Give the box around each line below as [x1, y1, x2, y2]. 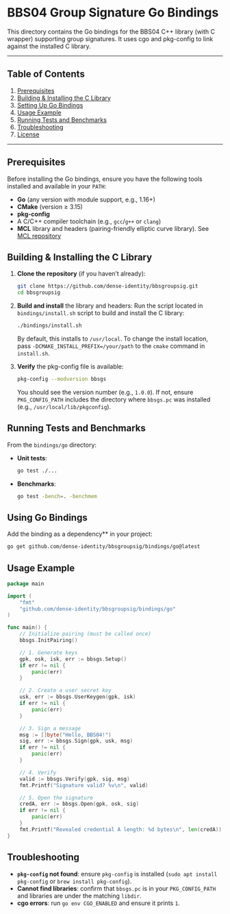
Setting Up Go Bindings [16, 101, 84, 109]
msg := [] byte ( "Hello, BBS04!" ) [19, 731, 112, 738]
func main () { [7, 624, 48, 631]
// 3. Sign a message [19, 725, 81, 732]
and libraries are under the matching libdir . [16, 891, 142, 900]
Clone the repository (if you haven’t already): [16, 269, 146, 278]
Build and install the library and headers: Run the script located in [16, 301, 203, 310]
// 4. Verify [19, 769, 57, 776]
